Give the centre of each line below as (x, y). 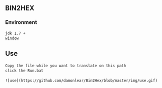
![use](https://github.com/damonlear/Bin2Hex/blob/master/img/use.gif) (81, 81)
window (12, 38)
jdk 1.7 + (15, 33)
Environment (21, 22)
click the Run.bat (24, 71)
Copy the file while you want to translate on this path (66, 66)
